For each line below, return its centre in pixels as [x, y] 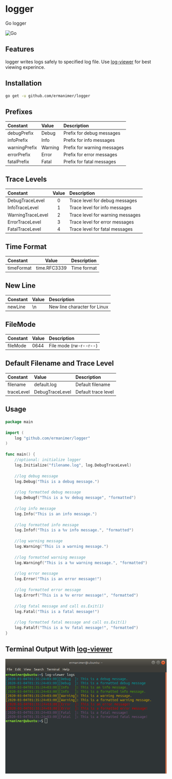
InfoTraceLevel [23, 208]
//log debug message [36, 476]
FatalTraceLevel [24, 229]
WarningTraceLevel [28, 215]
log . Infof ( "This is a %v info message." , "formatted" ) [74, 530]
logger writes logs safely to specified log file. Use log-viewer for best [78, 62]
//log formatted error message [48, 590]
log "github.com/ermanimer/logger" [52, 438]
